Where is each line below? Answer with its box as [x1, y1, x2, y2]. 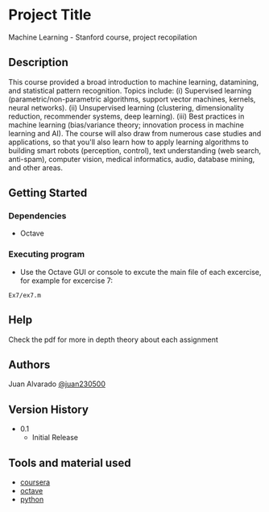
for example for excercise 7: [19, 276, 113, 285]
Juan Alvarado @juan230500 [8, 379, 106, 389]
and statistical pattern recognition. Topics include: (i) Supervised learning [8, 85, 252, 95]
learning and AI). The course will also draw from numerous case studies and [8, 128, 262, 138]
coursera [19, 477, 51, 487]
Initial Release [31, 433, 79, 443]
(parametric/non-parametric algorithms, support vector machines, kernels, [8, 94, 256, 104]
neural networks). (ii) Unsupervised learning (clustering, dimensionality [8, 102, 244, 112]
